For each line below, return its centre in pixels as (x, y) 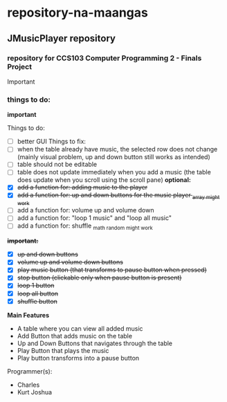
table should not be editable (57, 165)
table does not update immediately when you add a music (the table (114, 172)
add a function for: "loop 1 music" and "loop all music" (94, 218)
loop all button (38, 293)
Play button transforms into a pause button (78, 358)
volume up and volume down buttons (70, 262)
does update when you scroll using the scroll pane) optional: (104, 180)
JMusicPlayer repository (62, 38)
